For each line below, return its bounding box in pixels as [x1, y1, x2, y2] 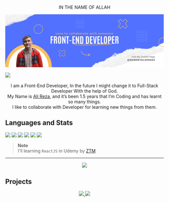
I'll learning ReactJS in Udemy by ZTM [17, 148, 96, 154]
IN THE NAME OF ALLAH [58, 5, 111, 10]
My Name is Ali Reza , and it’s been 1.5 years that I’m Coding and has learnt [7, 93, 162, 99]
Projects [5, 177, 32, 186]
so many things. [67, 98, 102, 105]
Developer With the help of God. [51, 88, 118, 94]
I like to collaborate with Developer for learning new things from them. [12, 104, 157, 110]
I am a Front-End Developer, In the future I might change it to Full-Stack [11, 83, 158, 89]
